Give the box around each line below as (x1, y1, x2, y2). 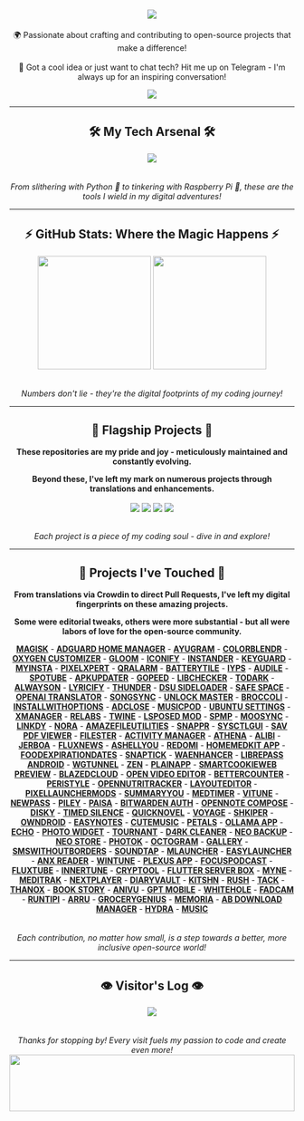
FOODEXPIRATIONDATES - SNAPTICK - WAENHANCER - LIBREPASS (20, 749, 284, 760)
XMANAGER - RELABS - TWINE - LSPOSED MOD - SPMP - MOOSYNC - (14, 711, 290, 722)
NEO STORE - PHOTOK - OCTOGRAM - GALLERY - (55, 836, 249, 847)
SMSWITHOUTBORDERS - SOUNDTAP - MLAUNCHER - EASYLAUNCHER (12, 846, 292, 856)
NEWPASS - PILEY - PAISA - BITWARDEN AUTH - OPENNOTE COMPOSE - (10, 797, 294, 808)
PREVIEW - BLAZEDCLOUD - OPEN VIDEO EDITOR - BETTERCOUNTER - (14, 768, 290, 779)
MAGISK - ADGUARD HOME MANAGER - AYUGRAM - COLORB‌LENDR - (16, 643, 288, 654)
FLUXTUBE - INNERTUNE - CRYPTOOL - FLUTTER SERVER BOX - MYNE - (11, 865, 293, 876)
